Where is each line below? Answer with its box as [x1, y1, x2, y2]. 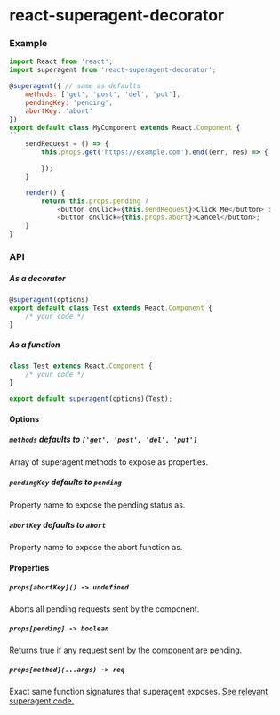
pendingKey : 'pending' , [25, 98, 114, 107]
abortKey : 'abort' [25, 106, 93, 116]
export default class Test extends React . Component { [9, 304, 213, 313]
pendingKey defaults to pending [9, 477, 123, 488]
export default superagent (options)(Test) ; [9, 394, 173, 403]
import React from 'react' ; [9, 57, 114, 67]
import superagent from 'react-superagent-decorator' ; [9, 66, 217, 75]
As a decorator [9, 272, 67, 283]
